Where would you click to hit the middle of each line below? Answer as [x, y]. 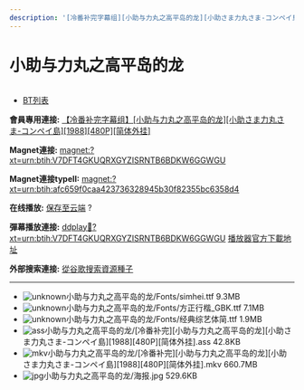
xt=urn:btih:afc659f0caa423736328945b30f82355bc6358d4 [124, 189]
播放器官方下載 [256, 238]
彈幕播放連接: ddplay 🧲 [51, 226]
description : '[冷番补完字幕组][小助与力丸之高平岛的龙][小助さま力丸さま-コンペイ [151, 18]
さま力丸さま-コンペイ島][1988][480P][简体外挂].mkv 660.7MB [140, 364]
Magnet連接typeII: [44, 178]
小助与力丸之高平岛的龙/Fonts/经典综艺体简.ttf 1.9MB [164, 319]
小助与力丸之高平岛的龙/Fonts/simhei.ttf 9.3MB [153, 296]
